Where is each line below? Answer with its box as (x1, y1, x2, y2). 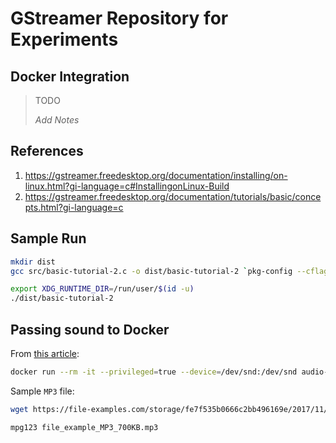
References (10, 143, 84, 160)
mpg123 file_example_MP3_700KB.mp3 (10, 422, 159, 432)
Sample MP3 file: (10, 385, 75, 397)
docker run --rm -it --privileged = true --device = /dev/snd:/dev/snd (10, 367, 298, 377)
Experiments (10, 28, 119, 51)
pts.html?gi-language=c (24, 201, 124, 213)
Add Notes (34, 114, 80, 126)
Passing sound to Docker (10, 321, 170, 338)
